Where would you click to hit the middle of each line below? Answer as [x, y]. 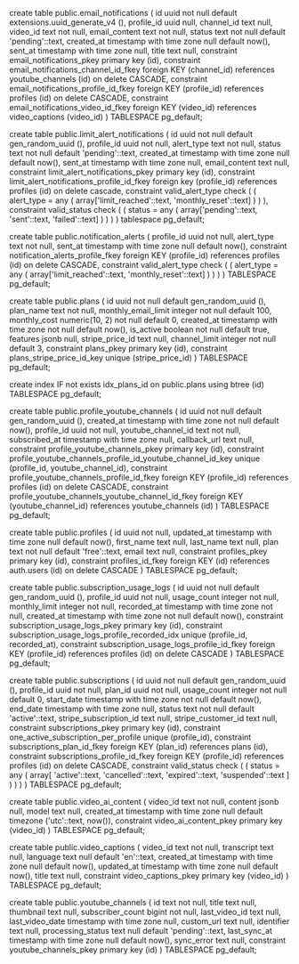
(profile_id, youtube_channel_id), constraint [89, 468]
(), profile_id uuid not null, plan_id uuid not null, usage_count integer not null [148, 690]
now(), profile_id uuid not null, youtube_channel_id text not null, [125, 430]
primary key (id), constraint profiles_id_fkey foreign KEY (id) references [139, 561]
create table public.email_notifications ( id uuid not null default [123, 13]
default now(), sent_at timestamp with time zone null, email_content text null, [149, 162]
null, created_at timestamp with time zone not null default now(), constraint [146, 616]
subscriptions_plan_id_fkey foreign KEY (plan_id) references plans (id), [139, 746]
